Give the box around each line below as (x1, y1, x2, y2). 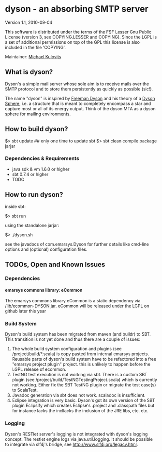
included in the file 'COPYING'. (5, 44, 66, 50)
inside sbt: (5, 203, 26, 209)
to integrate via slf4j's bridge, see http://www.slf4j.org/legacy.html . (5, 441, 138, 447)
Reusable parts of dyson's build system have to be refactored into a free (12, 356, 156, 362)
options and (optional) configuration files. (5, 246, 88, 252)
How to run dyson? (5, 191, 63, 199)
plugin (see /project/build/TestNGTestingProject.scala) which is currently (12, 377, 157, 382)
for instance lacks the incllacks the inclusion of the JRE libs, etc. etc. (12, 408, 149, 414)
